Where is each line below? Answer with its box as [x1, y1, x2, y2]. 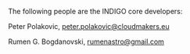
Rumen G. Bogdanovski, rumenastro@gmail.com [8, 37, 164, 46]
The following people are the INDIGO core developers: [8, 7, 183, 16]
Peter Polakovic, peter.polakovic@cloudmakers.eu [8, 22, 170, 31]
